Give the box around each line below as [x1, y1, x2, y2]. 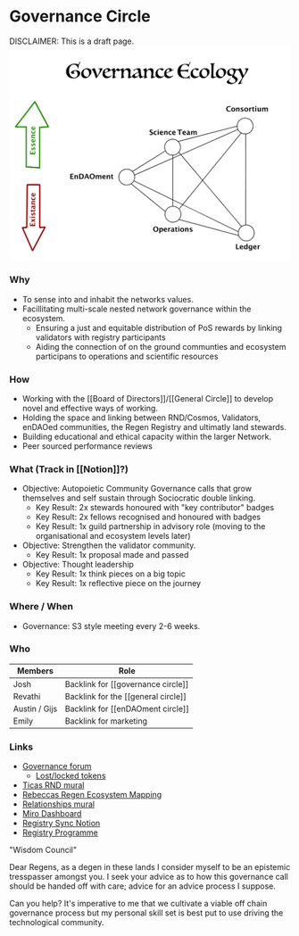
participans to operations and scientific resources [35, 351, 219, 361]
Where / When [9, 601, 74, 613]
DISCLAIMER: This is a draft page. [9, 36, 135, 46]
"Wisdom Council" [9, 845, 78, 856]
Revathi [12, 691, 41, 701]
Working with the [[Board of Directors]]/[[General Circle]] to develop [21, 393, 274, 403]
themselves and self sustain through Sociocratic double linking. [21, 493, 256, 503]
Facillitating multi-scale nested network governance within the [21, 303, 252, 314]
